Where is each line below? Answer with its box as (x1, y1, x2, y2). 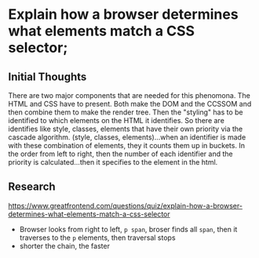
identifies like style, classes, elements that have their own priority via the (8, 124, 243, 133)
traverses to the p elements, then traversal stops (19, 233, 176, 242)
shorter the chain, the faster (19, 241, 110, 250)
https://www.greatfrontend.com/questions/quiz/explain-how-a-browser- (8, 201, 243, 210)
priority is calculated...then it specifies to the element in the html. (8, 158, 218, 166)
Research (8, 180, 57, 194)
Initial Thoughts (8, 70, 87, 83)
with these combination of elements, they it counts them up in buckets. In (8, 141, 246, 150)
